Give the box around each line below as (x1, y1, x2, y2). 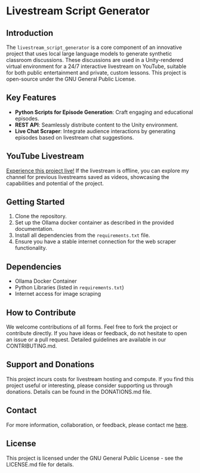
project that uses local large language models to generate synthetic (6, 50, 172, 57)
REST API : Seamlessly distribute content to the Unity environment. (14, 121, 179, 128)
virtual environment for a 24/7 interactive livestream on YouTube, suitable (6, 63, 187, 70)
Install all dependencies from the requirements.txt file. (14, 231, 150, 239)
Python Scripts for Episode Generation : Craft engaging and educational (14, 109, 193, 116)
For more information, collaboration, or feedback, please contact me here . (6, 421, 188, 428)
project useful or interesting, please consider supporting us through (6, 382, 173, 389)
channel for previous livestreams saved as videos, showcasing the (6, 173, 170, 180)
